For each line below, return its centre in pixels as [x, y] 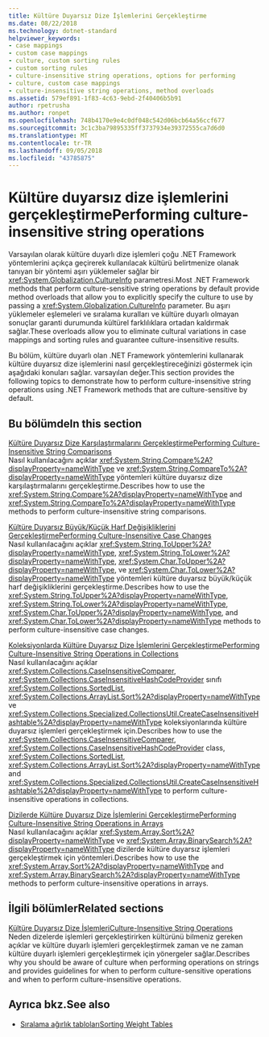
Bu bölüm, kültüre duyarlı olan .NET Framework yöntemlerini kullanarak [126, 356]
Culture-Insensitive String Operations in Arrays [86, 823]
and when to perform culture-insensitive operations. [95, 979]
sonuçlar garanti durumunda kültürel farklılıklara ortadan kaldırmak [119, 323]
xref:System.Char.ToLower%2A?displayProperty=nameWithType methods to [135, 621]
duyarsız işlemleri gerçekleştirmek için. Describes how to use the [116, 731]
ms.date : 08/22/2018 [43, 23]
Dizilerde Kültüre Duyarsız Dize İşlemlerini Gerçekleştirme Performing [122, 815]
